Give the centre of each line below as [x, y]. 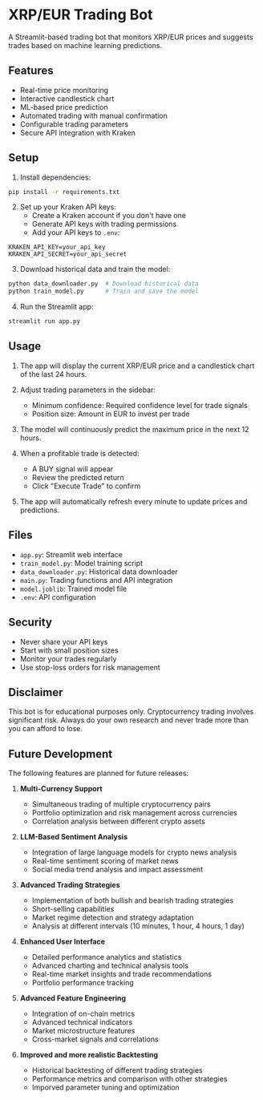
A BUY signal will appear [73, 469]
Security [30, 623]
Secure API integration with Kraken [78, 132]
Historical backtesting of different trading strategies [117, 1070]
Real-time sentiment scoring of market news [105, 861]
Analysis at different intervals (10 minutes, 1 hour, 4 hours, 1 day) [138, 926]
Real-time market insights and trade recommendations [122, 974]
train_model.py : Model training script [81, 563]
